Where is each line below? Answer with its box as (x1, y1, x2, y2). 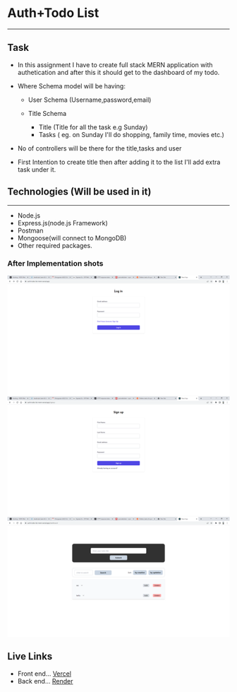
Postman (17, 226, 44, 235)
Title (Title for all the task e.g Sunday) (38, 122, 148, 131)
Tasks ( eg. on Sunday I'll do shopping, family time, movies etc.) (38, 130, 224, 139)
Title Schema (28, 109, 67, 117)
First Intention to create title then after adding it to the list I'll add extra (17, 158, 221, 166)
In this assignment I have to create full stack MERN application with (17, 60, 213, 69)
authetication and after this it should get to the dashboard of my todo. (17, 68, 220, 76)
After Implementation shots (7, 259, 104, 269)
